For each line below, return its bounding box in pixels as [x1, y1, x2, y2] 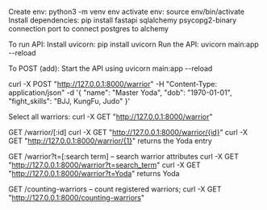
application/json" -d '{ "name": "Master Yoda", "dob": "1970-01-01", [8, 88, 232, 97]
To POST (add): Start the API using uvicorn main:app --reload [8, 64, 213, 73]
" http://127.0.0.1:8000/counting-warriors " [8, 193, 145, 202]
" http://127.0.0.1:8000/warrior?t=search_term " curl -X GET [8, 160, 201, 170]
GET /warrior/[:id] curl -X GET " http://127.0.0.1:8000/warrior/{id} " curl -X [8, 128, 248, 137]
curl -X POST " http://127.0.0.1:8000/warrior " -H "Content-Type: [8, 80, 218, 89]
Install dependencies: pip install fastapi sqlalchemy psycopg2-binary [8, 15, 237, 25]
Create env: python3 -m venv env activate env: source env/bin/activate [8, 7, 244, 16]
